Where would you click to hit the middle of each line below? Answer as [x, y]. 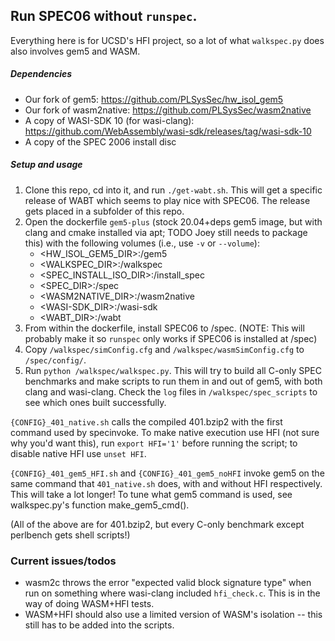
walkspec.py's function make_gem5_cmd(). [100, 505]
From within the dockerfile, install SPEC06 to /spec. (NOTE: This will [164, 328]
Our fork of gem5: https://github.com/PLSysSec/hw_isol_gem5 [154, 99]
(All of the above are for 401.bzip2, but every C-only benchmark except [157, 524]
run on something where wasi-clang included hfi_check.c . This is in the [172, 593]
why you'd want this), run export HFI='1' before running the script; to [154, 443]
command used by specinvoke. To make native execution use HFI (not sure [165, 432]
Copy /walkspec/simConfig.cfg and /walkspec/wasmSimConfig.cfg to [164, 349]
